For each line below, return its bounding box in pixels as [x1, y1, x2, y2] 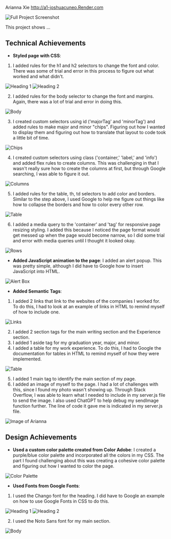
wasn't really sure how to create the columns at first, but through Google [12, 165, 166, 171]
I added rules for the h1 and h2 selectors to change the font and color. [12, 62, 160, 69]
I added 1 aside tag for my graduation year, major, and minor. [12, 340, 140, 346]
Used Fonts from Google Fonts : [12, 483, 80, 489]
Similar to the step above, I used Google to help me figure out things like [12, 196, 165, 202]
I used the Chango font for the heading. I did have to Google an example [12, 492, 165, 499]
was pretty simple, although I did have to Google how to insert [12, 263, 144, 269]
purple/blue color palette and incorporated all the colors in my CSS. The [12, 452, 164, 458]
